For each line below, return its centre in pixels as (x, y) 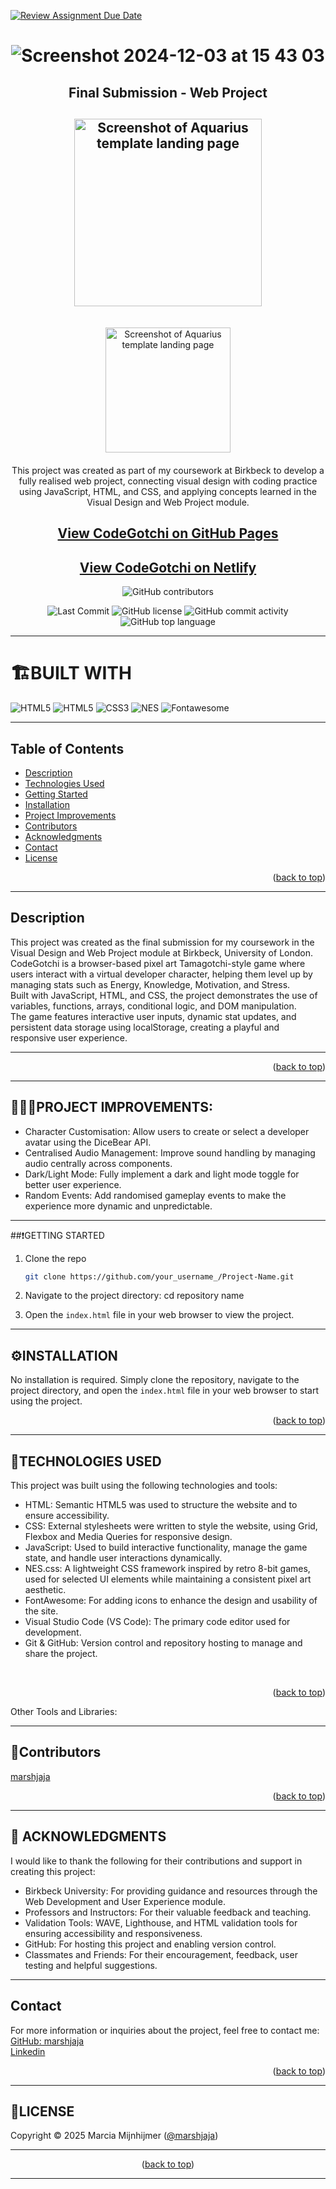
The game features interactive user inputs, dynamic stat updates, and (153, 1016)
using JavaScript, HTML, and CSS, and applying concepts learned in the (168, 491)
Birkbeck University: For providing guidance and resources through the (171, 1891)
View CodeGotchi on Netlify (168, 567)
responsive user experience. (69, 1037)
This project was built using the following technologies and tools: (144, 1486)
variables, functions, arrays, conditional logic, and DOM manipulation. (153, 1006)
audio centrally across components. (98, 1163)
